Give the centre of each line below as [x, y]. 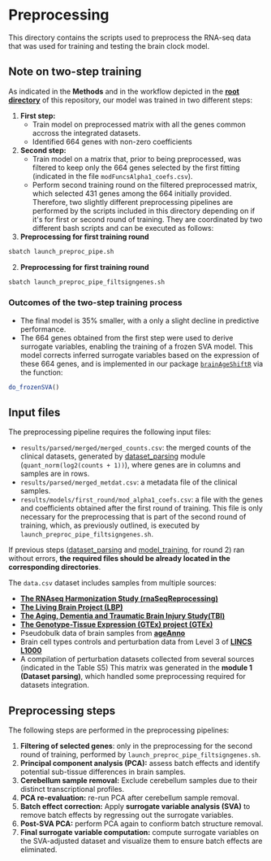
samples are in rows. [55, 474]
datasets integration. [54, 685]
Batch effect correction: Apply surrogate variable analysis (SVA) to [135, 807]
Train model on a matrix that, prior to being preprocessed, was [137, 159]
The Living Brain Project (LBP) [71, 607]
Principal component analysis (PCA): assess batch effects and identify [140, 763]
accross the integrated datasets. [86, 133]
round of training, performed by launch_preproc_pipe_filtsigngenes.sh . [140, 754]
